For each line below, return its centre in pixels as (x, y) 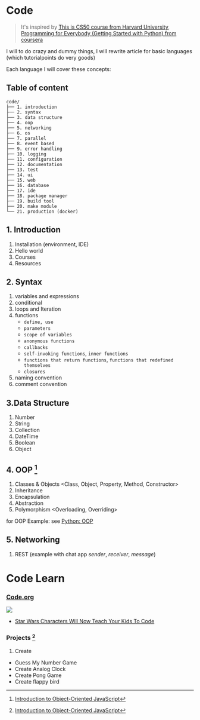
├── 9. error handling (34, 149)
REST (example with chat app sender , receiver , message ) (85, 554)
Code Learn (35, 578)
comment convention (41, 384)
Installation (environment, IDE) (52, 244)
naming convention (38, 378)
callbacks (36, 348)
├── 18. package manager (37, 196)
